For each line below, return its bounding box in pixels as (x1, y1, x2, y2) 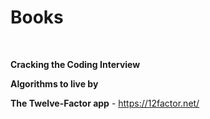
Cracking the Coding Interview (10, 58, 141, 70)
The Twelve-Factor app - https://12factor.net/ (10, 97, 200, 109)
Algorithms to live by (10, 77, 99, 90)
